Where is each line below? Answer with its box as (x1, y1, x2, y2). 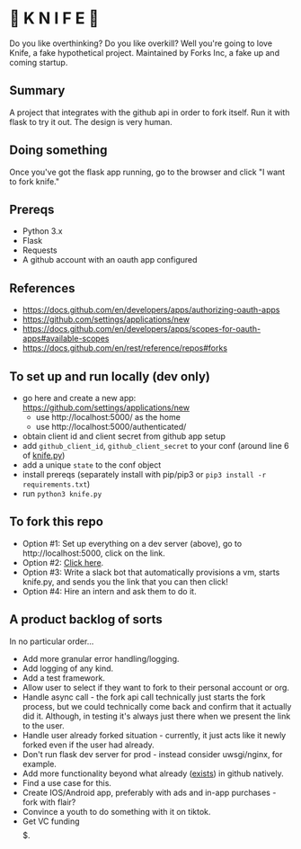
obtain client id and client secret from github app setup (22, 431, 226, 442)
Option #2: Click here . (22, 557, 104, 567)
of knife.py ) (22, 450, 66, 460)
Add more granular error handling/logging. (22, 653, 180, 664)
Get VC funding (22, 816, 80, 827)
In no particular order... (9, 636, 94, 647)
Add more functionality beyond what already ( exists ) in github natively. (22, 768, 285, 779)
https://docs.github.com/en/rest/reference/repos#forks (22, 343, 227, 353)
